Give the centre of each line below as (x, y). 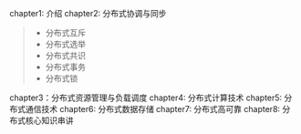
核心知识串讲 (49, 120)
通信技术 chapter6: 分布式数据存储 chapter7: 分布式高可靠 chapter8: (153, 109)
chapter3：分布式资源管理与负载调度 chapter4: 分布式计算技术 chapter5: (146, 98)
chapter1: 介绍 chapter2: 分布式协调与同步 (88, 13)
